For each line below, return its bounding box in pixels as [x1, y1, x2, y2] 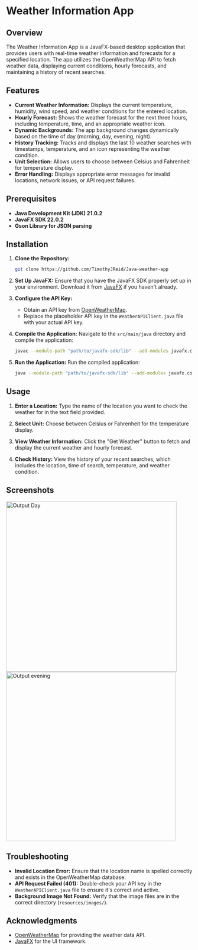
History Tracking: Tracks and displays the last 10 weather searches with [14, 139, 192, 146]
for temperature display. [14, 164, 74, 171]
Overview [6, 28, 43, 38]
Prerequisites [6, 194, 57, 204]
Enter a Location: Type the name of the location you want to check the [14, 402, 187, 409]
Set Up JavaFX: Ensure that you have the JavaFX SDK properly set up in [14, 277, 191, 285]
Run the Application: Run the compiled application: [14, 359, 140, 366]
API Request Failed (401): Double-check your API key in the [14, 880, 161, 887]
